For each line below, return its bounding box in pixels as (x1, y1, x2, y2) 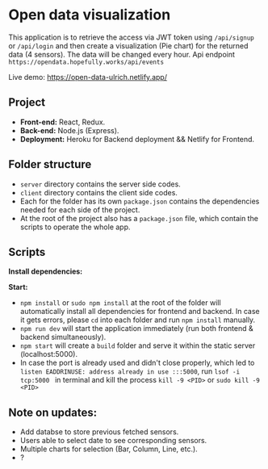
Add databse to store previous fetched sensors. (19, 427, 179, 437)
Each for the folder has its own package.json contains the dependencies (19, 196, 260, 206)
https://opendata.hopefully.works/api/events (8, 58, 164, 66)
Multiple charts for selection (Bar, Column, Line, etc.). (19, 444, 198, 454)
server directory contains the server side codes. (19, 179, 182, 189)
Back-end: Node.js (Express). (19, 125, 119, 135)
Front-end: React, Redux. (19, 117, 106, 127)
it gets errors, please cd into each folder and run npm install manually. (19, 315, 256, 325)
